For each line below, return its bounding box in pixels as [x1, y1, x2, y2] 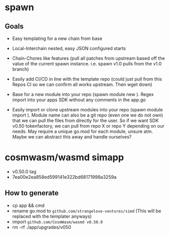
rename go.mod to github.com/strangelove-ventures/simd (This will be [12, 207, 161, 214]
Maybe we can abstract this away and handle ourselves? [12, 134, 132, 139]
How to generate [5, 189, 59, 198]
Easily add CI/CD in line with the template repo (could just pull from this [12, 76, 162, 82]
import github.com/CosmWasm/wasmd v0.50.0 [12, 219, 103, 225]
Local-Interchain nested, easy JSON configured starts [12, 45, 126, 51]
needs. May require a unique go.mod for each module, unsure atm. [12, 128, 153, 134]
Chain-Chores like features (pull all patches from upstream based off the [12, 55, 165, 61]
